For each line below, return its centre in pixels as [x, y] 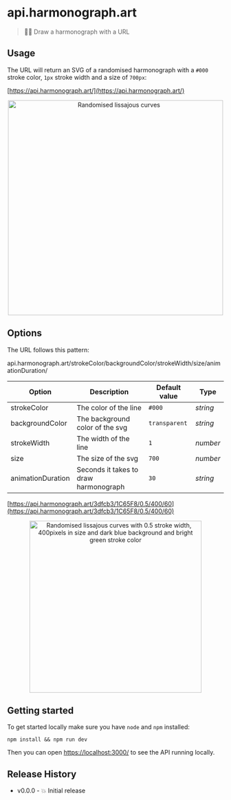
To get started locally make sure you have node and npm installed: [99, 727]
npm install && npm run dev [47, 740]
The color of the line [109, 407]
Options [25, 333]
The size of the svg [108, 458]
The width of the [103, 438]
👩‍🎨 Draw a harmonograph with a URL [77, 32]
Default [168, 387]
